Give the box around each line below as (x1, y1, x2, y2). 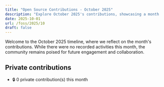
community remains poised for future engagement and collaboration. (5, 49, 145, 55)
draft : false (5, 25, 32, 30)
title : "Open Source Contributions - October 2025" (5, 7, 113, 12)
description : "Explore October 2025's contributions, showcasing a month (5, 12, 160, 17)
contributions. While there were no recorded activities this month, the (5, 44, 145, 50)
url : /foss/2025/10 (5, 21, 45, 26)
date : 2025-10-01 (5, 16, 41, 21)
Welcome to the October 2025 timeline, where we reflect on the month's (5, 39, 152, 44)
